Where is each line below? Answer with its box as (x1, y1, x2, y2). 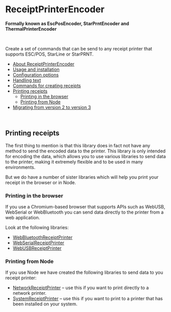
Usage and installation (12, 66, 60, 72)
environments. (5, 164, 36, 170)
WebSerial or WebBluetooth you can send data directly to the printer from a (5, 209, 164, 215)
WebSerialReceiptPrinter (12, 240, 65, 246)
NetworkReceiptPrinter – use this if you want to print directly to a (12, 284, 149, 291)
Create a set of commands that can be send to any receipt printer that (5, 45, 152, 51)
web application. (5, 215, 40, 221)
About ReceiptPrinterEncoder (12, 61, 75, 67)
